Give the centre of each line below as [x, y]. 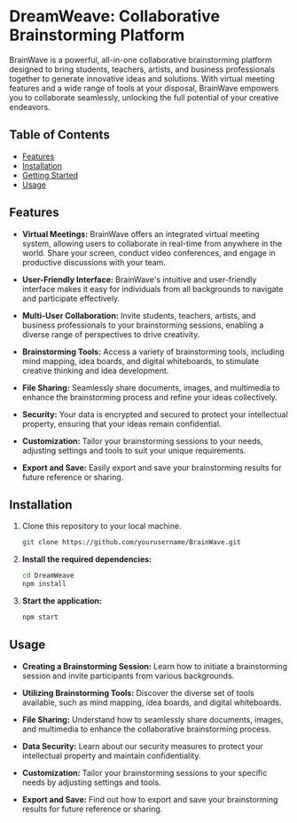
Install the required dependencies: [87, 559]
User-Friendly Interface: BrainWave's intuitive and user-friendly [139, 279]
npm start [40, 617]
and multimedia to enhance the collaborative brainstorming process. [147, 729]
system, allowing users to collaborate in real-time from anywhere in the [152, 243]
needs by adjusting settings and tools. [91, 782]
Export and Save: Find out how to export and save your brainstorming [150, 799]
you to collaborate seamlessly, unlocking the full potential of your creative [144, 97]
